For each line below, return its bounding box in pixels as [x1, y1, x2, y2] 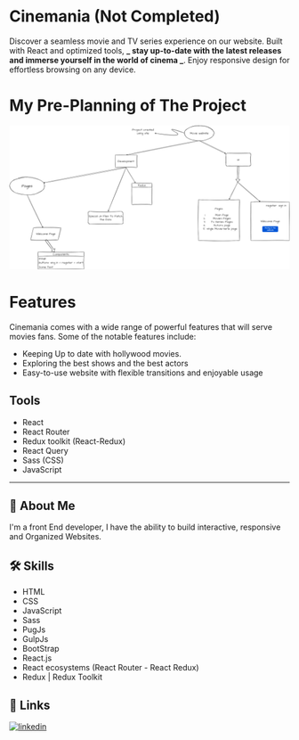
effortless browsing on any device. [9, 64, 136, 75]
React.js [21, 653, 53, 663]
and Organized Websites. [9, 531, 102, 542]
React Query [21, 445, 69, 456]
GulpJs [21, 634, 49, 645]
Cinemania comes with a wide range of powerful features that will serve [9, 321, 273, 332]
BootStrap [21, 644, 60, 654]
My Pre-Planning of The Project [9, 95, 247, 116]
